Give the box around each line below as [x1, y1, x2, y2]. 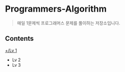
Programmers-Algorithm [5, 3, 107, 15]
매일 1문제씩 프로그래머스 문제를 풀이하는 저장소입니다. [17, 20, 121, 26]
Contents [5, 35, 34, 43]
